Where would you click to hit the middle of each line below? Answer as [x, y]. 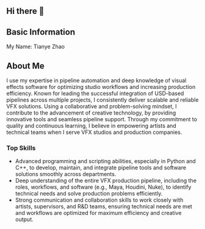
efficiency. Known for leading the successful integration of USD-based [95, 93]
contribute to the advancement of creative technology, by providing [91, 113]
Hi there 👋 [25, 11]
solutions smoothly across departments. [66, 174]
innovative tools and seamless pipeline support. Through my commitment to [102, 119]
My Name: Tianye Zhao [36, 47]
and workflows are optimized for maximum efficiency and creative [98, 213]
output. [24, 219]
